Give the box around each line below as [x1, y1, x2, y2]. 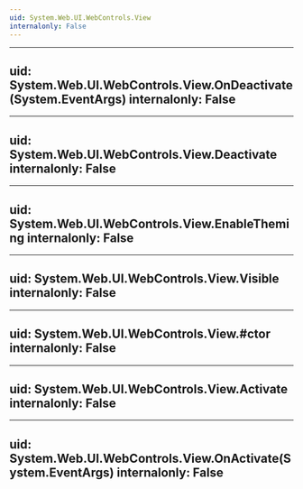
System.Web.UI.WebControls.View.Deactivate [9, 146, 278, 162]
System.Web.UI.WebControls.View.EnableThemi [9, 216, 290, 231]
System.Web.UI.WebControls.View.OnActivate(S [9, 450, 291, 466]
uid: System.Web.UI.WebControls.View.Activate [9, 381, 289, 397]
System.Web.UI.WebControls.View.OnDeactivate [9, 78, 293, 93]
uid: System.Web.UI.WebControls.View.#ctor [9, 327, 271, 342]
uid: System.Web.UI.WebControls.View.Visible [9, 272, 280, 287]
